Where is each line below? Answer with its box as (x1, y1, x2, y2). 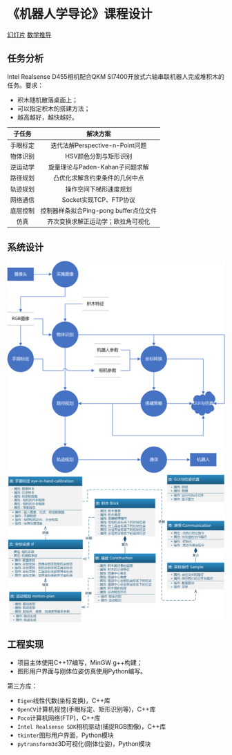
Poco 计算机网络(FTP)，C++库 (17, 714, 101, 722)
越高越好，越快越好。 (17, 113, 78, 121)
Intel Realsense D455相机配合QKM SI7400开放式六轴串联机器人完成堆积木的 (7, 72, 224, 80)
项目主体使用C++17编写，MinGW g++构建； (17, 658, 143, 667)
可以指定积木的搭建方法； (17, 104, 90, 113)
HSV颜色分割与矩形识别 (65, 151, 133, 160)
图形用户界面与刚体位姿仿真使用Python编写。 (17, 667, 147, 675)
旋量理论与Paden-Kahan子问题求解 (48, 163, 150, 171)
